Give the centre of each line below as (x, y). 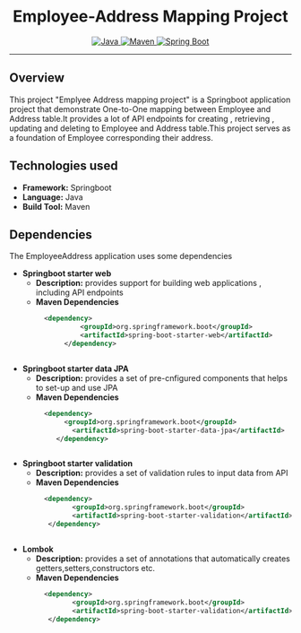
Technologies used (64, 166)
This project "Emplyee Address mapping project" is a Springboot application (150, 100)
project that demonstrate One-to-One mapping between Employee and (140, 108)
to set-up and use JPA (77, 387)
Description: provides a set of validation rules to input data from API (162, 473)
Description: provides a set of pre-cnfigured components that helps (162, 377)
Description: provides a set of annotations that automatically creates (163, 559)
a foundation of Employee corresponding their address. (111, 137)
